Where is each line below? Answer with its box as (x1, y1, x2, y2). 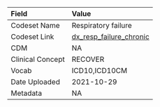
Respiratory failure (71, 21, 133, 30)
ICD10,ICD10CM (71, 66, 128, 75)
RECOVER (71, 55, 105, 64)
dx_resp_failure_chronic (71, 32, 150, 41)
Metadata (10, 88, 43, 98)
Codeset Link (10, 32, 54, 41)
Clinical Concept (10, 55, 65, 64)
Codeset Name (10, 21, 61, 30)
